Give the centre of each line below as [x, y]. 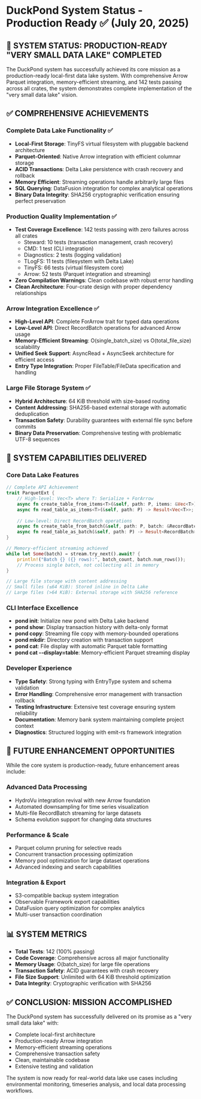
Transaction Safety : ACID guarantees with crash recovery [87, 971]
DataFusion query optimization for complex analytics [80, 908]
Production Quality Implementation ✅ [62, 216]
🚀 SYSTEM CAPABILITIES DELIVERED [77, 458]
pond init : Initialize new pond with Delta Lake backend [82, 621]
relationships [31, 293]
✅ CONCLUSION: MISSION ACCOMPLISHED [89, 1002]
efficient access [35, 360]
